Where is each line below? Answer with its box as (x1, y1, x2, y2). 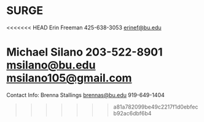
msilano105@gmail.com (6, 71, 132, 85)
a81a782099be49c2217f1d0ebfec (113, 103, 198, 110)
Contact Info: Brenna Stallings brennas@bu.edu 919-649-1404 (6, 91, 165, 98)
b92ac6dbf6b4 (113, 109, 152, 117)
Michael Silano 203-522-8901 (6, 45, 163, 59)
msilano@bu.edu (6, 59, 96, 72)
